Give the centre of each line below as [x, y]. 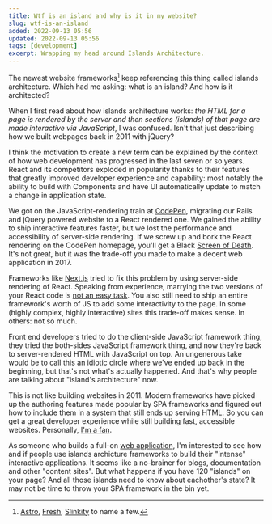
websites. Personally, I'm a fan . [60, 429]
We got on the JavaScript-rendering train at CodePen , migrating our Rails [130, 210]
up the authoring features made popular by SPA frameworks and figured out [135, 404]
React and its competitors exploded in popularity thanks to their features [129, 169]
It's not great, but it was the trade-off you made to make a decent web [125, 254]
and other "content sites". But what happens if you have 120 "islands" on [130, 471]
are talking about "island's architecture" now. [83, 379]
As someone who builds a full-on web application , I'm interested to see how [135, 445]
